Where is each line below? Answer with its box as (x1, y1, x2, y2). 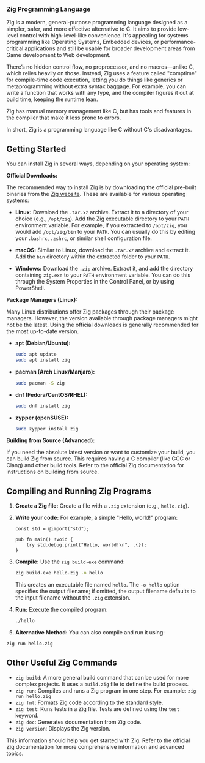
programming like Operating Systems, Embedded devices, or (6, 39, 160, 46)
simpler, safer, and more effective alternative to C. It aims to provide (6, 25, 177, 32)
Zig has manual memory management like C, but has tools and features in (6, 108, 192, 115)
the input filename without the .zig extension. (15, 594, 131, 601)
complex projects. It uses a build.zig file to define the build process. (15, 680, 189, 688)
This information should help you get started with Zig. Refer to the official (6, 737, 190, 744)
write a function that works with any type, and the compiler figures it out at (6, 89, 194, 97)
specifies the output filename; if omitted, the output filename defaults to (15, 587, 196, 595)
